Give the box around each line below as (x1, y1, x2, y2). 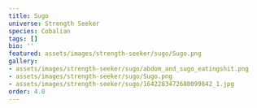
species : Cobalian (8, 27, 71, 35)
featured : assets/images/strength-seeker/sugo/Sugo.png (8, 50, 202, 58)
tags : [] (8, 34, 38, 43)
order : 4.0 (8, 87, 46, 96)
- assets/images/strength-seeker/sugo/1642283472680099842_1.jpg (8, 80, 234, 88)
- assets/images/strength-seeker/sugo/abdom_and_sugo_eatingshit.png (8, 65, 250, 73)
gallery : (8, 58, 38, 66)
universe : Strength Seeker (8, 19, 100, 28)
